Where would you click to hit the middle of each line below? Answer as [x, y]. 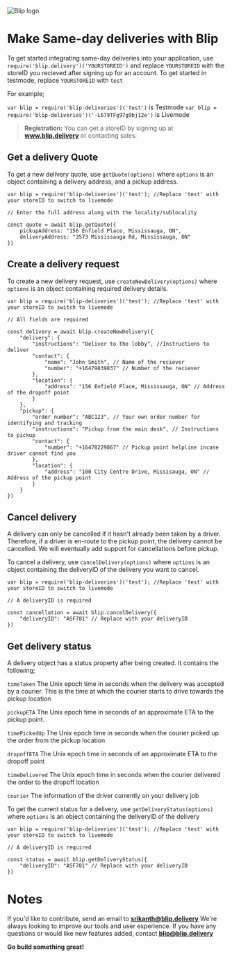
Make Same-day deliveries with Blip [113, 39]
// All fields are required [48, 319]
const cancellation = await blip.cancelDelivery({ [82, 613]
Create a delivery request [63, 264]
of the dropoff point [39, 392]
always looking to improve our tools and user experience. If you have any [112, 926]
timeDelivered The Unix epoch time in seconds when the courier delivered [114, 775]
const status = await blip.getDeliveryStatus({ [77, 860]
